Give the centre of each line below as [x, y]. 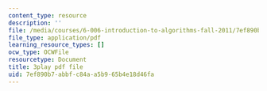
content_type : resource [48, 15]
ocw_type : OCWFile [39, 52]
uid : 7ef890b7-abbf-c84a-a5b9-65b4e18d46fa [81, 74]
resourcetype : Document [48, 60]
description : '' [35, 23]
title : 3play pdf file [46, 67]
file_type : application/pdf [55, 38]
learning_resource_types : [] [56, 45]
